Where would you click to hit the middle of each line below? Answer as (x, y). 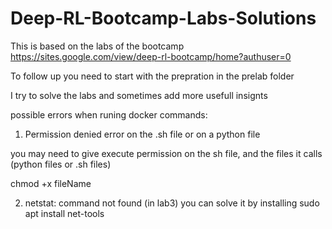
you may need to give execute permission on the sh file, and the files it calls (166, 153)
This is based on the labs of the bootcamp (97, 46)
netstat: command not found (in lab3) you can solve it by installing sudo (172, 203)
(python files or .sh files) (61, 164)
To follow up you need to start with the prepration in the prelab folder (152, 76)
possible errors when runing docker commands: (109, 114)
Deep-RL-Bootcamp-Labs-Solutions (163, 18)
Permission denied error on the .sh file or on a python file (142, 134)
